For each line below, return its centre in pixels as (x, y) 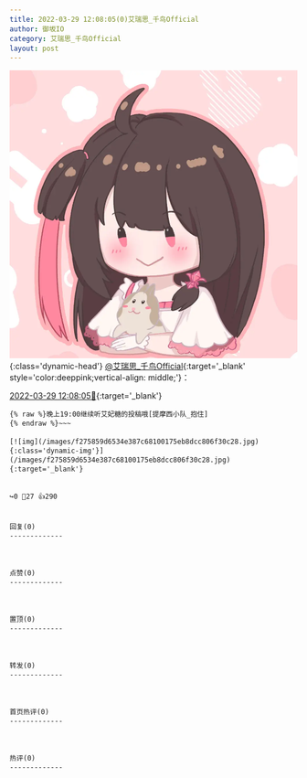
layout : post (34, 48)
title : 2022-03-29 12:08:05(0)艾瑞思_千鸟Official (104, 19)
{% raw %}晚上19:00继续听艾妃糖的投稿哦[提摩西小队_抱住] (109, 415)
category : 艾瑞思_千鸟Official (65, 38)
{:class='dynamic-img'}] (57, 451)
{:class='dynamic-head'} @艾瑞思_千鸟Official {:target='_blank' (127, 367)
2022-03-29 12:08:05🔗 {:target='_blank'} (86, 396)
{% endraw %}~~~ (40, 424)
